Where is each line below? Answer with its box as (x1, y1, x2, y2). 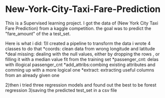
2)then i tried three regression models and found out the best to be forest (5, 81, 156, 88)
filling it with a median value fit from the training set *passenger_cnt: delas (5, 56, 159, 62)
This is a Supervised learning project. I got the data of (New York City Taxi (5, 20, 158, 26)
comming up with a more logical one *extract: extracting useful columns (5, 66, 154, 73)
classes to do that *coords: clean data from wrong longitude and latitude (5, 45, 155, 51)
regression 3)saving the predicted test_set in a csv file (5, 87, 117, 93)
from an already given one (5, 72, 60, 78)
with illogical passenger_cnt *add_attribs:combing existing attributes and (5, 61, 155, 67)
